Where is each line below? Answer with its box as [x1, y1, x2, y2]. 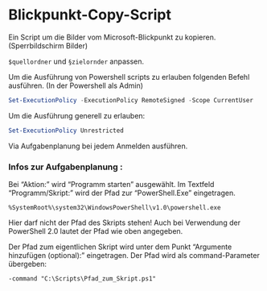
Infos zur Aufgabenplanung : [8, 161, 123, 173]
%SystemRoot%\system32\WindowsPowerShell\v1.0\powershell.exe [8, 203, 221, 211]
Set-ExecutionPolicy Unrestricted [8, 127, 125, 135]
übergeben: [8, 259, 47, 268]
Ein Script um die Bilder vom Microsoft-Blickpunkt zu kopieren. [8, 32, 216, 42]
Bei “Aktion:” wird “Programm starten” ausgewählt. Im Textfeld [8, 179, 215, 189]
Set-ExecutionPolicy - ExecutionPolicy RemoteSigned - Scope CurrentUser [8, 96, 253, 104]
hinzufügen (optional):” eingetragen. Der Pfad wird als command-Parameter [8, 250, 260, 260]
